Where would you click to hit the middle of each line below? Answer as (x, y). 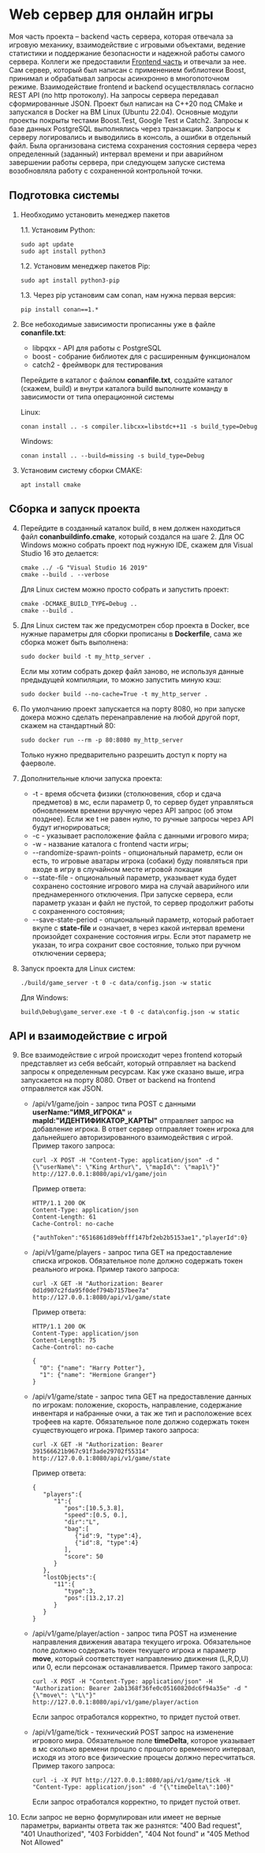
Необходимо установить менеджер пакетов (95, 214)
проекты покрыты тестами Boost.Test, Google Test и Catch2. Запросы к (129, 120)
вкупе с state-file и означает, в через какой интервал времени (138, 928)
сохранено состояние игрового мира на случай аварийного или (140, 885)
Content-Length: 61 (64, 1217)
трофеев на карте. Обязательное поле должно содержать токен (140, 1422)
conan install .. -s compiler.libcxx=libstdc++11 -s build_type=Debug (139, 427)
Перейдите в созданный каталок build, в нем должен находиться (131, 528)
